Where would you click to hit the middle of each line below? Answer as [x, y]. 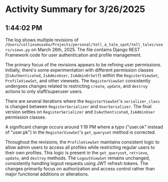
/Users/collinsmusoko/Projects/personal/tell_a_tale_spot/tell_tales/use [84, 45]
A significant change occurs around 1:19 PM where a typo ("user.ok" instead [84, 127]
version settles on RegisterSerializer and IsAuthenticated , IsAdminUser [80, 112]
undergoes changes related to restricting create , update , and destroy [76, 86]
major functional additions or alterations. [47, 174]
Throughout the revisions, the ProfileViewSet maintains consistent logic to [82, 142]
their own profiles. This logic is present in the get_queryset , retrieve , [77, 153]
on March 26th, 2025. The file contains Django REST [86, 50]
